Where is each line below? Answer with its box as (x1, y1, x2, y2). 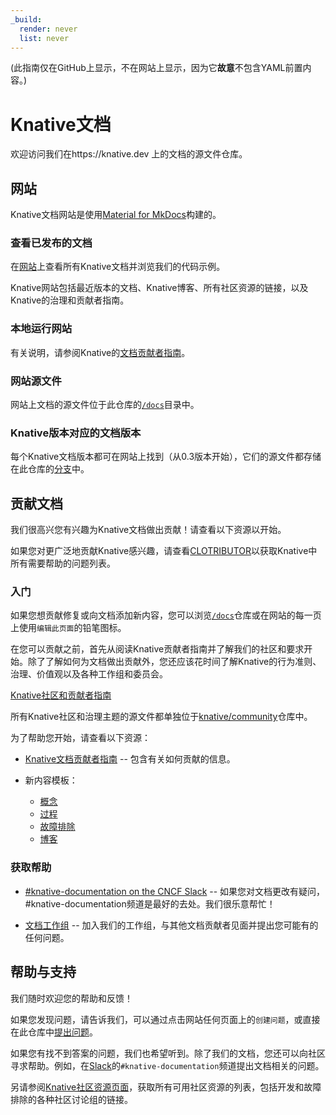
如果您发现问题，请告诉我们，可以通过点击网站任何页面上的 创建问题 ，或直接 (10, 1013, 321, 1025)
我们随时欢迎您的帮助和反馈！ (10, 992, 133, 1004)
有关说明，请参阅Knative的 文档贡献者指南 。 (10, 346, 191, 358)
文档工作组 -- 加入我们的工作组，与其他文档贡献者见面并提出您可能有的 (24, 919, 319, 931)
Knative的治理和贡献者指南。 (10, 294, 130, 306)
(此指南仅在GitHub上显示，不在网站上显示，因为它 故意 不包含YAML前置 (10, 62, 303, 74)
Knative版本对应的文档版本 (10, 426, 142, 440)
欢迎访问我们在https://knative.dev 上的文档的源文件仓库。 (10, 148, 248, 160)
